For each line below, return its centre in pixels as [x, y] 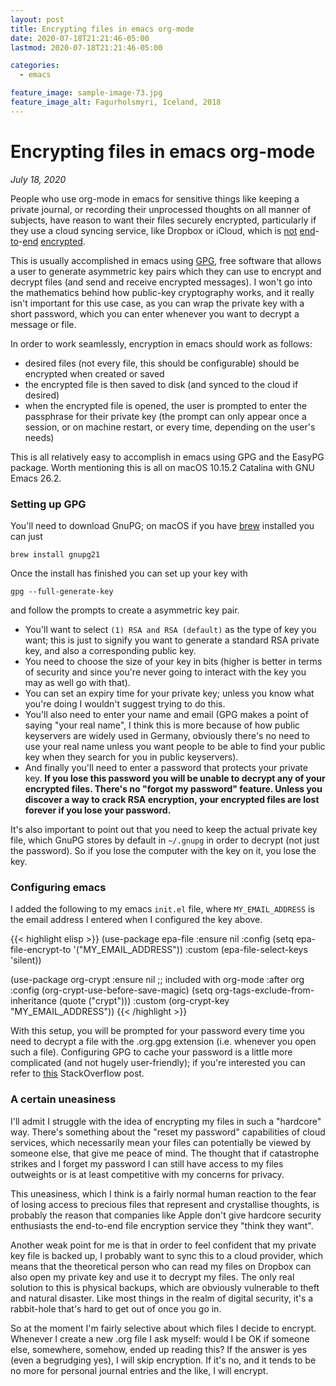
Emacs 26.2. [36, 478]
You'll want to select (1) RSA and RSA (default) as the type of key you [170, 629]
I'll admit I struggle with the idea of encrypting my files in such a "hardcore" [166, 1121]
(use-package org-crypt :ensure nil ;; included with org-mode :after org [157, 980]
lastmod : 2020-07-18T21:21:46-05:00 [86, 47]
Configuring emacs [58, 887]
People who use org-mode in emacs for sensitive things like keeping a [155, 198]
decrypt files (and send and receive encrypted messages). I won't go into [161, 282]
